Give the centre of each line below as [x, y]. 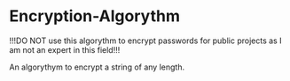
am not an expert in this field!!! [65, 49]
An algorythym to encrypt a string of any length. [97, 67]
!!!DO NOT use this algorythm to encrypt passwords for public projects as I [145, 40]
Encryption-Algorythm [94, 16]
